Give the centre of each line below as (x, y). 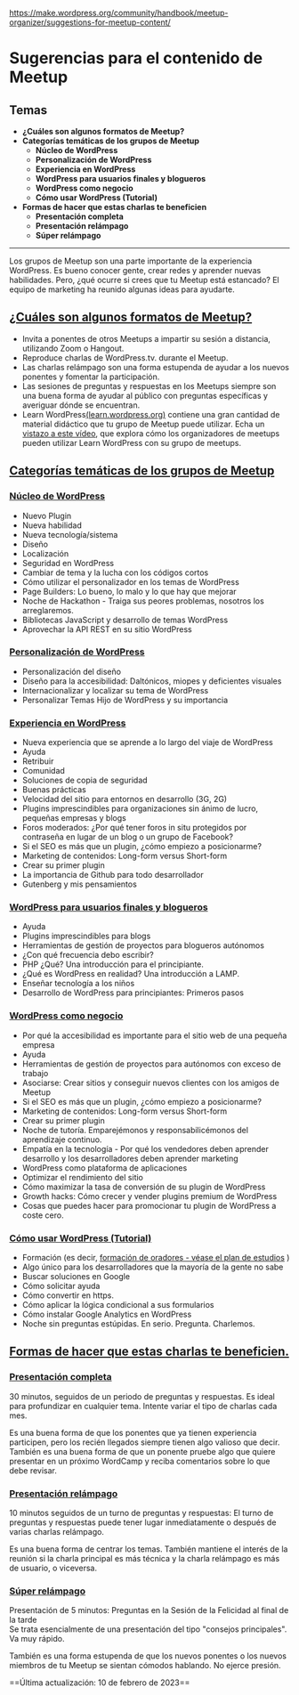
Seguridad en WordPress (68, 563)
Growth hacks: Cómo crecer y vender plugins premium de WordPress (149, 1196)
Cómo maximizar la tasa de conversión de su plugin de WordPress (144, 1187)
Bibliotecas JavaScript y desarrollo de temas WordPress (125, 620)
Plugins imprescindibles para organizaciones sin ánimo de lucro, (140, 808)
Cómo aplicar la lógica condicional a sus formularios (118, 1304)
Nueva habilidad (52, 525)
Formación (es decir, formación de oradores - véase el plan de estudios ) (156, 1257)
